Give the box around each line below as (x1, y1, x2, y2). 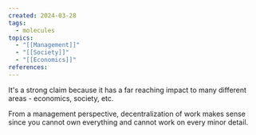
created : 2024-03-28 (8, 11, 77, 20)
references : (8, 64, 48, 71)
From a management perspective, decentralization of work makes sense (8, 109, 246, 118)
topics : (8, 33, 34, 42)
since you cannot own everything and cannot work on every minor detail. (8, 117, 249, 127)
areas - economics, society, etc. (8, 93, 114, 103)
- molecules (15, 26, 56, 34)
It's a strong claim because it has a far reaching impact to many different (8, 85, 247, 94)
